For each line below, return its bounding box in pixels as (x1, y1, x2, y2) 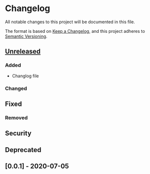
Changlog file (12, 73, 39, 79)
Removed (5, 114, 28, 121)
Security (5, 129, 31, 138)
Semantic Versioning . (5, 33, 47, 39)
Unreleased (5, 47, 41, 56)
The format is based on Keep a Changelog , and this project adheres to (5, 28, 145, 34)
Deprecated (5, 145, 42, 154)
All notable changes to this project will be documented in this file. (5, 19, 135, 25)
